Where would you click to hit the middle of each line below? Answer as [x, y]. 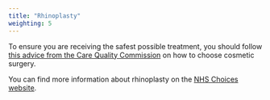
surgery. [22, 63]
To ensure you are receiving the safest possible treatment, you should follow [135, 46]
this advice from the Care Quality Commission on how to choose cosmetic [131, 55]
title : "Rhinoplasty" [45, 16]
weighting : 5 [30, 23]
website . [23, 87]
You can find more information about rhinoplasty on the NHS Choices [124, 79]
